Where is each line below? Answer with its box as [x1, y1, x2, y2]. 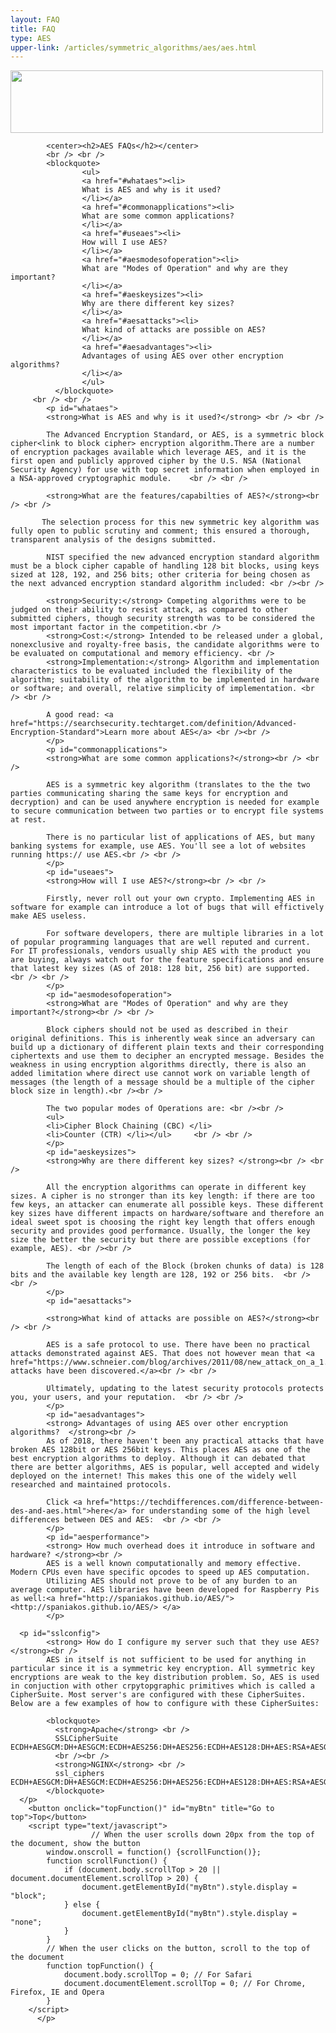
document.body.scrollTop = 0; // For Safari [63, 1970, 253, 1980]
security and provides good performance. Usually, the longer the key [10, 1226, 311, 1236]
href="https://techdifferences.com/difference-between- [86, 1497, 325, 1508]
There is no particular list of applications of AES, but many [46, 832, 315, 843]
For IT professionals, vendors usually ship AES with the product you [10, 946, 311, 956]
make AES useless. [10, 911, 87, 921]
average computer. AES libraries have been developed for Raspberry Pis [10, 1585, 320, 1595]
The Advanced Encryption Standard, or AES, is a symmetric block [46, 430, 325, 440]
